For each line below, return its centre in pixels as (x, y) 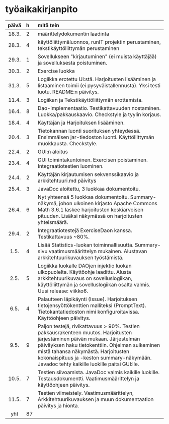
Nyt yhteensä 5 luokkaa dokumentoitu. (83, 197)
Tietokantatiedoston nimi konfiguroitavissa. (89, 312)
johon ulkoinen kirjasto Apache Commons (108, 203)
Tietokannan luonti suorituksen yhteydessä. (89, 131)
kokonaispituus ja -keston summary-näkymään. (95, 357)
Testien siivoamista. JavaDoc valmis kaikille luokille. (99, 372)
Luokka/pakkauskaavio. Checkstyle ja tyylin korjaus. (99, 114)
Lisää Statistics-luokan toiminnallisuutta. (86, 245)
